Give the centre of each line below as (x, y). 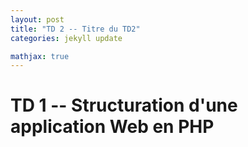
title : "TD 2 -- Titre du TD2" (75, 29)
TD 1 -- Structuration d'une (124, 105)
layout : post (37, 19)
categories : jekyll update (66, 38)
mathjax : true (40, 56)
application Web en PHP (112, 127)
